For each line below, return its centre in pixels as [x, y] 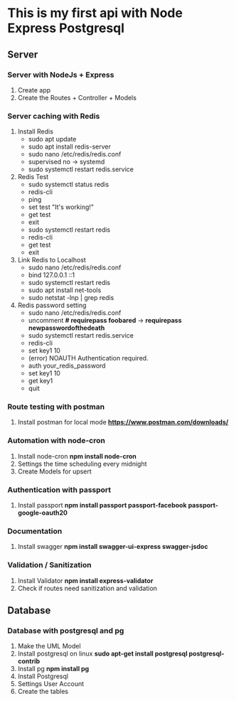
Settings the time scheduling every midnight [82, 464]
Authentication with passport [59, 490]
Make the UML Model [49, 646]
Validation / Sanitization [49, 565]
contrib [29, 661]
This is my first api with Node [95, 13]
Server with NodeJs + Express [61, 75]
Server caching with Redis [54, 116]
